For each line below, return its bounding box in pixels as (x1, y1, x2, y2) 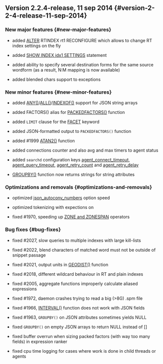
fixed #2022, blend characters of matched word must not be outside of (12, 247, 156, 253)
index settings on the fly (12, 43, 61, 49)
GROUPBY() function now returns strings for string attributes (12, 171, 135, 177)
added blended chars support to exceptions (12, 76, 101, 82)
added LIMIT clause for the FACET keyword (12, 119, 99, 125)
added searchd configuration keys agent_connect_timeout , (12, 156, 130, 162)
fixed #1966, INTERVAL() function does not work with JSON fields (12, 305, 145, 311)
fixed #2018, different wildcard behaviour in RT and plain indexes (12, 271, 143, 277)
